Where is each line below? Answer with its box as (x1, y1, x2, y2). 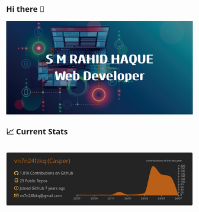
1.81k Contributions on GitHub (20, 170, 73, 176)
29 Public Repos (20, 178, 48, 183)
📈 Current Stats (6, 126, 68, 137)
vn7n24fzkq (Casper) (14, 156, 70, 165)
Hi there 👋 (6, 4, 44, 15)
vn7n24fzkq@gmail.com (20, 192, 62, 198)
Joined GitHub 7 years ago (20, 185, 66, 191)
